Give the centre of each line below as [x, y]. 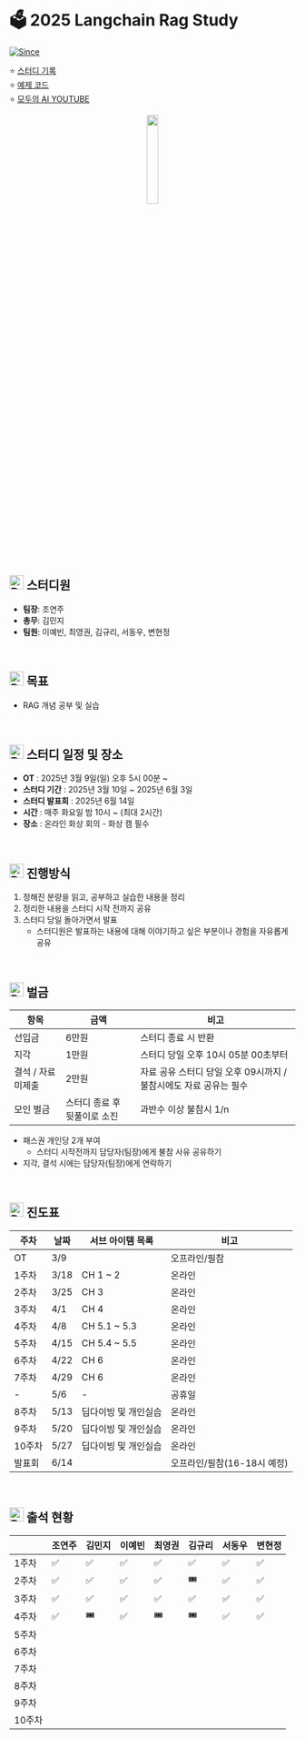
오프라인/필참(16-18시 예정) [230, 1462]
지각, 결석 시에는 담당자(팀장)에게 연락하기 [97, 1163]
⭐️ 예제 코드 [30, 85]
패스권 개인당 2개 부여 [62, 1140]
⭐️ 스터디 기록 [33, 70]
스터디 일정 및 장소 [74, 754]
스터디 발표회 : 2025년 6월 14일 [79, 801]
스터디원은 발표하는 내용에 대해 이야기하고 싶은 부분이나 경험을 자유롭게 [162, 931]
